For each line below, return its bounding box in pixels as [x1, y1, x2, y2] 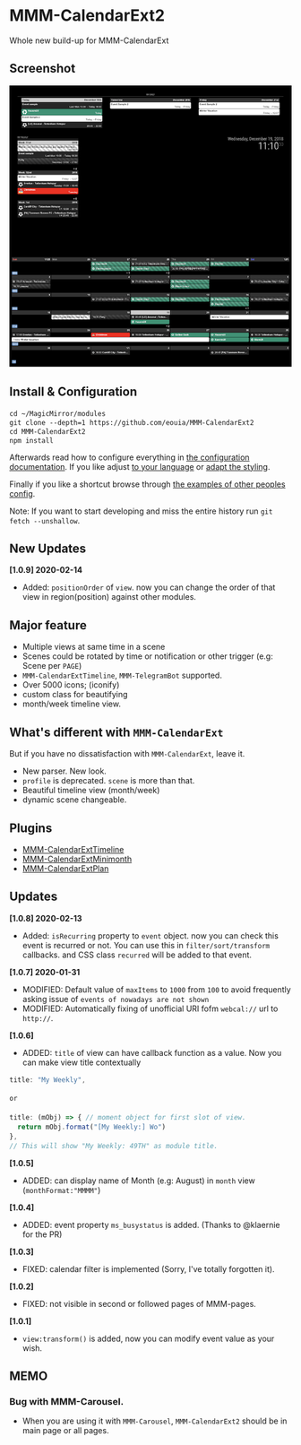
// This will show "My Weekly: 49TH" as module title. [9, 1141, 219, 1150]
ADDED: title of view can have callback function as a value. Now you [21, 1047, 282, 1058]
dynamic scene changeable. [21, 794, 127, 805]
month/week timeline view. [21, 698, 121, 709]
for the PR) [21, 1229, 63, 1240]
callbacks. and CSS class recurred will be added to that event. [21, 949, 253, 960]
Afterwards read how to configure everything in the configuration [9, 452, 250, 463]
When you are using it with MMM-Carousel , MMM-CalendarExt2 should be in [21, 1415, 288, 1426]
